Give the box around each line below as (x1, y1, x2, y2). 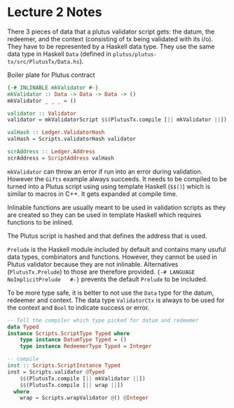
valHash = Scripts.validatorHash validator (7, 136, 137, 143)
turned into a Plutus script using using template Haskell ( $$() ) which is (7, 182, 211, 190)
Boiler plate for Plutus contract (7, 71, 96, 79)
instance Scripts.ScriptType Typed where (7, 330, 130, 337)
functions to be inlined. (7, 218, 74, 226)
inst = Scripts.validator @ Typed (7, 368, 105, 375)
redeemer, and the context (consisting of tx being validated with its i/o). (7, 34, 214, 43)
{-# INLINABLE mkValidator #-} (7, 84, 99, 91)
